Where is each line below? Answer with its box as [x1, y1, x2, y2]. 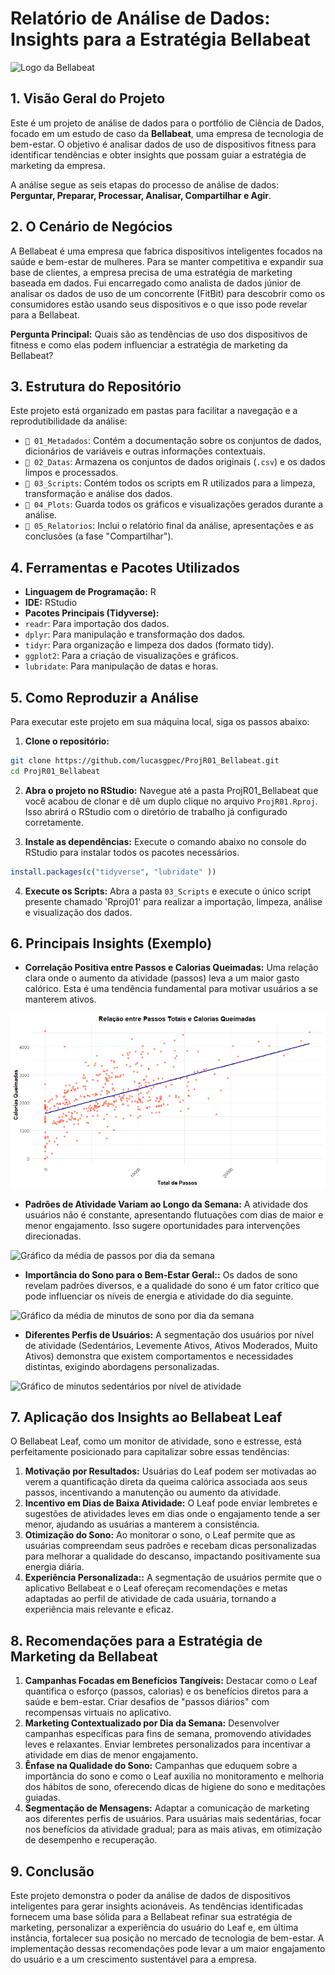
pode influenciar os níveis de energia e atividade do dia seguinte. [24, 1290, 294, 1302]
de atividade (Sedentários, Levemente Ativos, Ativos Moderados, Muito [24, 1339, 318, 1351]
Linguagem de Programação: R [24, 586, 157, 598]
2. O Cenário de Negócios [10, 218, 173, 236]
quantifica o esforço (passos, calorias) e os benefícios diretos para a [24, 1685, 309, 1697]
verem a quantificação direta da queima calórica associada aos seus [24, 1476, 308, 1488]
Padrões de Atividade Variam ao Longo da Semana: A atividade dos [24, 1198, 308, 1210]
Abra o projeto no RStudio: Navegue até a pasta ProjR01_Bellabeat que [24, 784, 319, 796]
